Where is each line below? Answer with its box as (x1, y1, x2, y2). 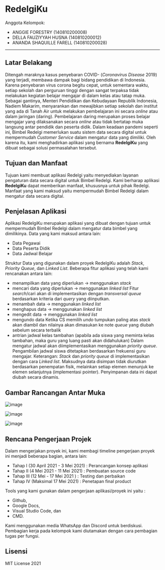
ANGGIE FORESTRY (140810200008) (12, 29, 87, 35)
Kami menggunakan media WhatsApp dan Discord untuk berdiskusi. (5, 523, 143, 528)
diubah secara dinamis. (12, 374, 60, 380)
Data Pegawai (12, 240, 41, 246)
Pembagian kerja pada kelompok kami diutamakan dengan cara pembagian (5, 528, 158, 534)
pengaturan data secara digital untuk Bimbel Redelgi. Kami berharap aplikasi (5, 177, 160, 183)
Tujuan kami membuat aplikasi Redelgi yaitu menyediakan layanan (5, 172, 139, 178)
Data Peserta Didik (12, 245, 50, 251)
